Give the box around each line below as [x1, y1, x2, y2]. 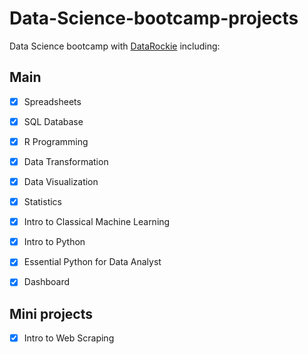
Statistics [23, 196, 62, 208]
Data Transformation [23, 155, 109, 167]
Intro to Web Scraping [23, 332, 115, 344]
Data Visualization [23, 176, 99, 187]
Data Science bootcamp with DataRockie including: [9, 40, 221, 52]
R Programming [23, 135, 89, 147]
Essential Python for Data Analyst [23, 256, 162, 268]
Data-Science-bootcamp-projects [9, 7, 299, 30]
